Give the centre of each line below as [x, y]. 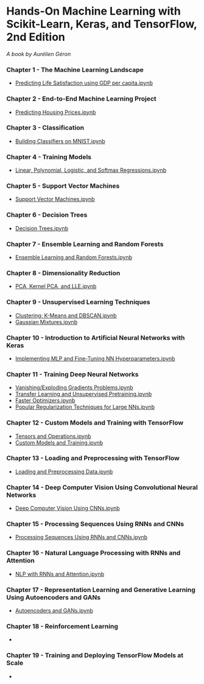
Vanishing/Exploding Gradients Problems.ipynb [74, 387]
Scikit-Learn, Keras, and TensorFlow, [102, 24]
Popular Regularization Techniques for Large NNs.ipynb [85, 407]
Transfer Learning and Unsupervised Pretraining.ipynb [83, 394]
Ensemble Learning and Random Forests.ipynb [74, 258]
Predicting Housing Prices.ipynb [55, 112]
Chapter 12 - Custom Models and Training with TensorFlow [95, 423]
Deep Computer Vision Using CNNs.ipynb [67, 508]
